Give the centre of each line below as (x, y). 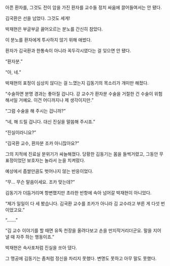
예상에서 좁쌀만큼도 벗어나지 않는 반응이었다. (49, 171)
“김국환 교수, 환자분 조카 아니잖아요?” (42, 143)
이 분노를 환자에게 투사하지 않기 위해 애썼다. (49, 40)
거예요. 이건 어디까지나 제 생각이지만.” (56, 100)
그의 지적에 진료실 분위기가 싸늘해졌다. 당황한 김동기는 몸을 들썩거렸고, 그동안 (82, 154)
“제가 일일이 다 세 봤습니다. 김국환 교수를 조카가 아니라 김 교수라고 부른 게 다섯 (82, 204)
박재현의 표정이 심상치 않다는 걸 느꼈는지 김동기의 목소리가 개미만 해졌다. (77, 83)
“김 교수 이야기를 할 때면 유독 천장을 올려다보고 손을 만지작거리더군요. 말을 (79, 230)
